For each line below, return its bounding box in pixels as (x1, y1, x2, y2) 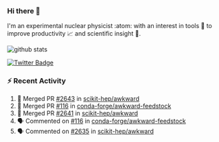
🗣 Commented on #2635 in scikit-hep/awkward (16, 127, 154, 135)
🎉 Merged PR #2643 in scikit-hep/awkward (16, 94, 139, 102)
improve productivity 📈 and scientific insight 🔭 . (7, 29, 141, 38)
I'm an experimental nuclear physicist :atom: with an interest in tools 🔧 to (7, 22, 213, 30)
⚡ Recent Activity (7, 76, 67, 86)
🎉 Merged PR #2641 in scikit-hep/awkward (16, 109, 139, 117)
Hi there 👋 (7, 6, 41, 16)
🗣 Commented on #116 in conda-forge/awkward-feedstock (16, 117, 187, 125)
